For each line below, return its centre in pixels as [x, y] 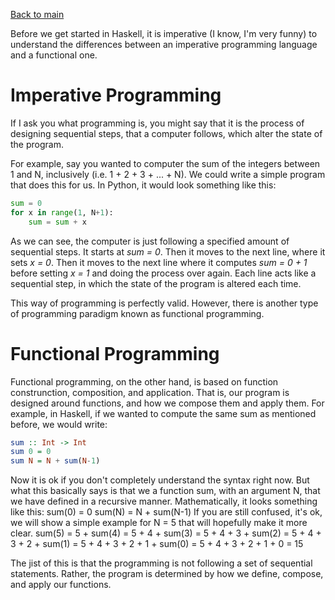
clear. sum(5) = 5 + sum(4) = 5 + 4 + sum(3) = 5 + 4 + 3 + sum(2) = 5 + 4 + [166, 533]
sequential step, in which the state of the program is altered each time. [156, 283]
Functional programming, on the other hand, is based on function [144, 381]
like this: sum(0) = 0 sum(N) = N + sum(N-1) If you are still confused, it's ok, [166, 512]
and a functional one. [54, 55]
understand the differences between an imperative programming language [164, 44]
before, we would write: [59, 424]
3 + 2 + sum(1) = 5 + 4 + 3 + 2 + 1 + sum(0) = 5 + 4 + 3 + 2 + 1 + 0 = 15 [157, 544]
